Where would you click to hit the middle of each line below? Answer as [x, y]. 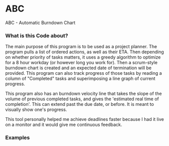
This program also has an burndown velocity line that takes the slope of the [84, 94]
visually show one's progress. [36, 110]
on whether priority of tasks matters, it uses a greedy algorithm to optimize [83, 57]
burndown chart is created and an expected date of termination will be [78, 68]
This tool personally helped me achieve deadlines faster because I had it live [84, 119]
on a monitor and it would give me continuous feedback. [64, 125]
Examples [18, 137]
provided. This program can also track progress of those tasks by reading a [84, 73]
